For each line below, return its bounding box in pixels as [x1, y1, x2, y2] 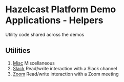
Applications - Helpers [5, 14, 104, 26]
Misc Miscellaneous [12, 60, 55, 66]
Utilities [5, 46, 31, 55]
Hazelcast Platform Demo [5, 4, 116, 15]
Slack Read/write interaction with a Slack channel [12, 65, 117, 71]
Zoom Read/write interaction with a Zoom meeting [12, 71, 119, 77]
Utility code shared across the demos [5, 31, 85, 37]
